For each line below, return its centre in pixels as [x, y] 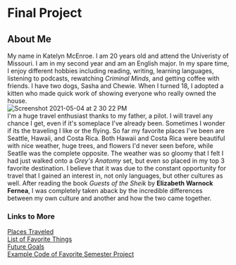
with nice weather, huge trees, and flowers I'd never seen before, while [110, 146]
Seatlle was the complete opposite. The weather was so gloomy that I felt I [116, 153]
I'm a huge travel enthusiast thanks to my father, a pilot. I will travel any [110, 116]
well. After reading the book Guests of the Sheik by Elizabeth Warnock [110, 183]
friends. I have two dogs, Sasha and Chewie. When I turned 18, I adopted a [116, 86]
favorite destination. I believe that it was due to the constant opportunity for [117, 168]
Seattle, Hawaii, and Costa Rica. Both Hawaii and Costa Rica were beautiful [116, 138]
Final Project [45, 13]
